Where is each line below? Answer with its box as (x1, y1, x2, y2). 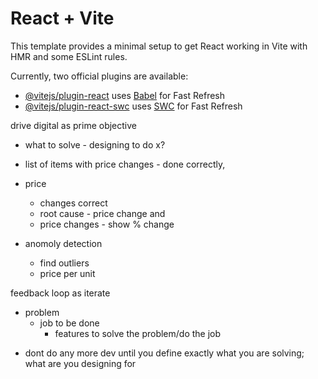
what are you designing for (24, 357, 137, 369)
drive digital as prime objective (10, 119, 138, 131)
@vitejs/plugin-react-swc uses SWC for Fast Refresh (24, 100, 243, 112)
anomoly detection (24, 237, 103, 249)
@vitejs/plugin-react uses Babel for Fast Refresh (24, 89, 226, 101)
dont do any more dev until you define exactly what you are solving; (24, 347, 305, 359)
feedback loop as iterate (10, 287, 111, 299)
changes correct (39, 197, 108, 209)
